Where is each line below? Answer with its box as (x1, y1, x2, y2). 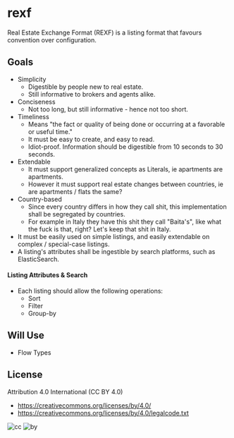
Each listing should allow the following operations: (17, 286, 164, 295)
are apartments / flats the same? (27, 187, 123, 195)
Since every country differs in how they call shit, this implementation (27, 202, 227, 211)
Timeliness (17, 112, 49, 121)
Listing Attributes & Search (7, 271, 88, 279)
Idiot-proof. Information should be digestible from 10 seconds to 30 (27, 142, 223, 151)
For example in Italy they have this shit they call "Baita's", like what (27, 217, 222, 226)
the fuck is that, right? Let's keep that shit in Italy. (27, 224, 171, 233)
